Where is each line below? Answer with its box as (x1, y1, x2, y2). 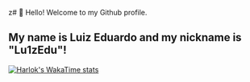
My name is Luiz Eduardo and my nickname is (8, 31, 242, 44)
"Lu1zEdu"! (8, 43, 67, 57)
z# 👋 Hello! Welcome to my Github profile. (8, 8, 148, 17)
